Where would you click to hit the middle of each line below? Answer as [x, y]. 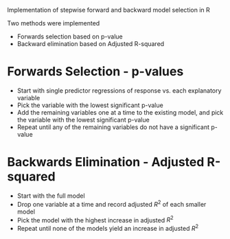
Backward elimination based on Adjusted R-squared [91, 44]
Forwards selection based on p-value [70, 36]
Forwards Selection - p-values [95, 72]
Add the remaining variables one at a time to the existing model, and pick [120, 112]
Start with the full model [51, 196]
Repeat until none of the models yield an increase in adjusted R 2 [108, 228]
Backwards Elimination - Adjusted [106, 162]
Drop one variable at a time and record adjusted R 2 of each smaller [112, 203]
